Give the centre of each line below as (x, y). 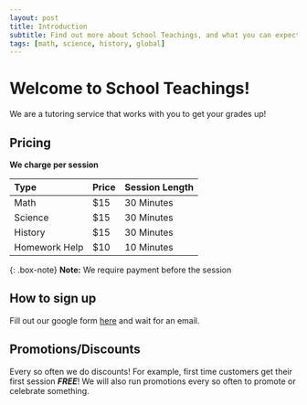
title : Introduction (49, 27)
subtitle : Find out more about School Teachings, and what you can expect (155, 35)
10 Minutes (149, 247)
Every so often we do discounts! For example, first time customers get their (151, 371)
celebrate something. (49, 390)
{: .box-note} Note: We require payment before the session (121, 270)
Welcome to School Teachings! (130, 89)
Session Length (159, 187)
